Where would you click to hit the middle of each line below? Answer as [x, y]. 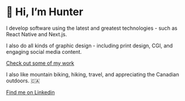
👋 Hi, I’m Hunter [45, 12]
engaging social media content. [44, 51]
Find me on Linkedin [30, 92]
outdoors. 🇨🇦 [23, 81]
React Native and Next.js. [37, 34]
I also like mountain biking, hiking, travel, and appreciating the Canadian [93, 74]
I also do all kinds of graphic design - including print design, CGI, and [90, 46]
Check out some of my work [40, 63]
